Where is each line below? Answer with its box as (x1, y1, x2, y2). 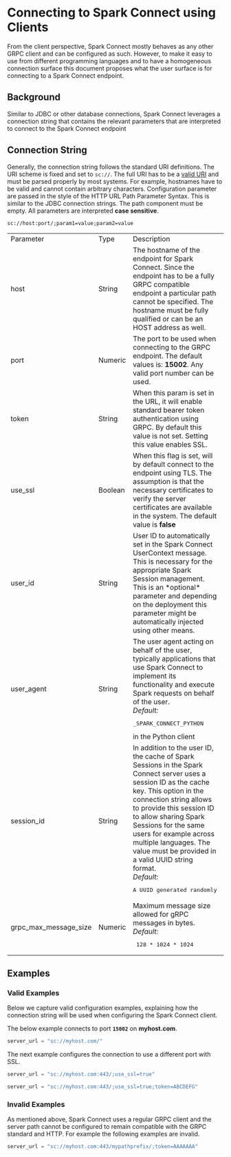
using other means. (133, 625, 195, 635)
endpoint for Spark (133, 253, 194, 263)
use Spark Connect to (133, 662, 203, 672)
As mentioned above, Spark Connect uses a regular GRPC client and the (7, 1115, 212, 1123)
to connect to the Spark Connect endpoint (7, 124, 126, 132)
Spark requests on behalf (133, 688, 214, 698)
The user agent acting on (133, 637, 214, 646)
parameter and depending (133, 591, 217, 600)
